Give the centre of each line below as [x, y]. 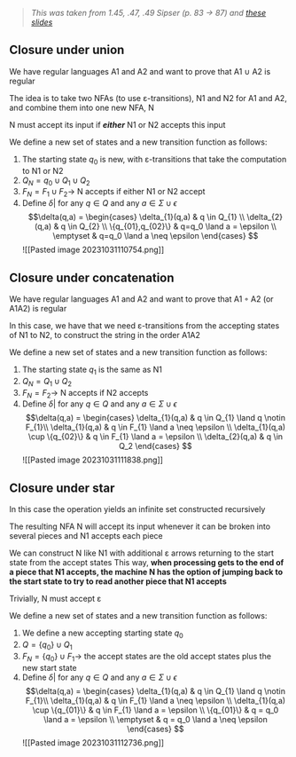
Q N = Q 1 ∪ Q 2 [47, 382]
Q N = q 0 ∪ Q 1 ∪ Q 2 [56, 181]
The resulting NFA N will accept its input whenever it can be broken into [140, 526]
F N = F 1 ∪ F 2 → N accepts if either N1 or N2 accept [113, 193]
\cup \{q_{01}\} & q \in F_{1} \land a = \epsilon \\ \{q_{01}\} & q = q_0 [156, 710]
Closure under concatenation [92, 277]
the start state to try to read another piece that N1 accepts [118, 581]
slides [42, 22]
